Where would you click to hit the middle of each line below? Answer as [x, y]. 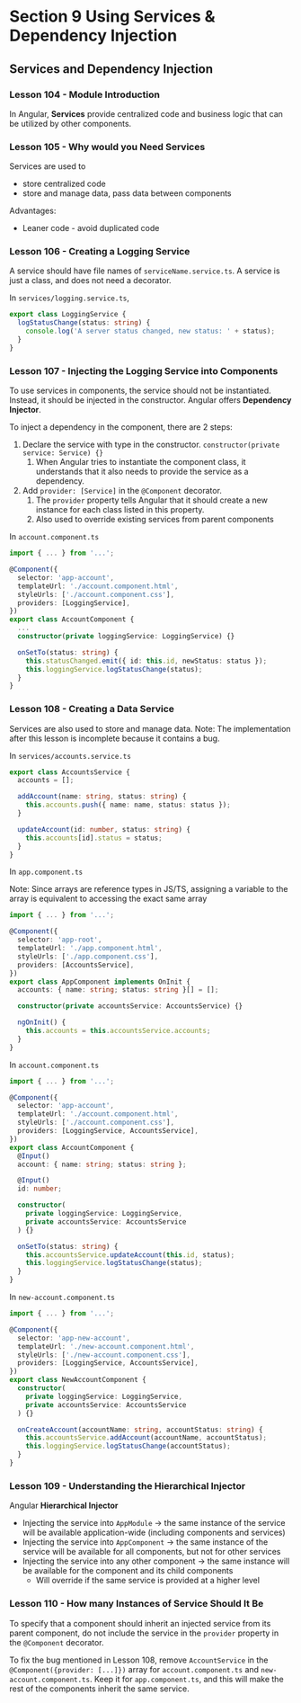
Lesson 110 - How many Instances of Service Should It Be [137, 1604]
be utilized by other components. [71, 123]
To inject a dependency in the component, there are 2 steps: [121, 427]
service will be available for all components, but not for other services [151, 1552]
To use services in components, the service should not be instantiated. [140, 391]
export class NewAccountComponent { [78, 1380]
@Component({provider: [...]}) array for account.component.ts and [134, 1669]
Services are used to [48, 166]
